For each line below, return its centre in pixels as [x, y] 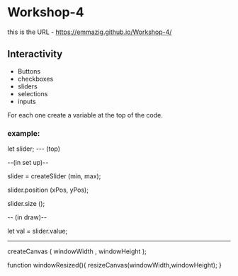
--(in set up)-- [28, 163]
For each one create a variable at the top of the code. [85, 115]
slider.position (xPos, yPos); [48, 190]
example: [24, 133]
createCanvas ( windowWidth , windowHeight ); [77, 251]
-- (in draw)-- [27, 217]
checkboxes [35, 79]
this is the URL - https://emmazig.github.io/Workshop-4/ [90, 32]
